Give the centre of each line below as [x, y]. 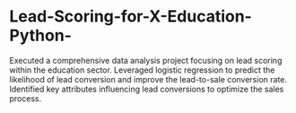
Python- [40, 35]
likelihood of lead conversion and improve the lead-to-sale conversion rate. [148, 79]
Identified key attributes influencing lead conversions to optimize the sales [147, 89]
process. [26, 98]
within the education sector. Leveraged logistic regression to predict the [142, 70]
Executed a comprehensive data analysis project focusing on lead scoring [146, 60]
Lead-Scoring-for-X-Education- [131, 17]
